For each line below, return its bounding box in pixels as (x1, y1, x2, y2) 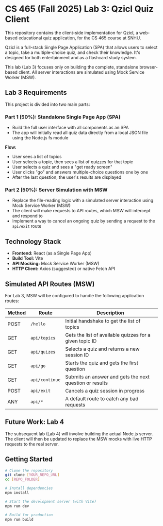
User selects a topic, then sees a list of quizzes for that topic (12, 159, 133, 165)
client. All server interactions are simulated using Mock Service (18, 69, 145, 75)
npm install (5, 491, 29, 495)
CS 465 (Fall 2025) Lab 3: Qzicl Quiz (5, 3, 154, 15)
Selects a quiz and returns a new (65, 345, 140, 352)
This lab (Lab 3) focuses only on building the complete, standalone (5, 64, 139, 70)
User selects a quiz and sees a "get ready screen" (12, 164, 113, 170)
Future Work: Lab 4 (5, 418, 65, 426)
